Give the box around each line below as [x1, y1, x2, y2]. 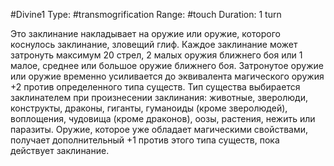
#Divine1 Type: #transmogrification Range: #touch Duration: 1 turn [10, 9, 282, 20]
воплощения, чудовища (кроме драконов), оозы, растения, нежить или [10, 113, 316, 124]
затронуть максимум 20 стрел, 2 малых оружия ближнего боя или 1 [10, 49, 303, 61]
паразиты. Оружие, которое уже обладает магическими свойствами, [10, 124, 309, 135]
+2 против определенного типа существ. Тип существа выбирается [10, 81, 301, 93]
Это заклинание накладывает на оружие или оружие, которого [10, 28, 281, 39]
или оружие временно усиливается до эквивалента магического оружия [10, 70, 325, 82]
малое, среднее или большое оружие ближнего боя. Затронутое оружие [10, 60, 324, 71]
